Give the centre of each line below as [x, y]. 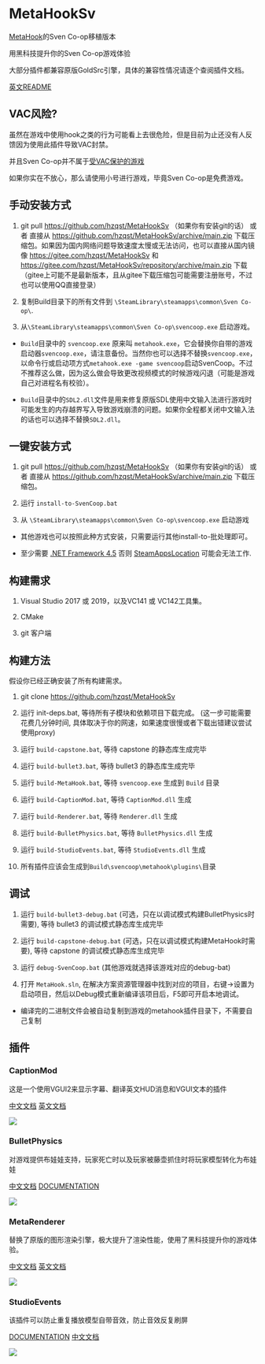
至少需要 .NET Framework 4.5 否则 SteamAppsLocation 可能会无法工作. [136, 553]
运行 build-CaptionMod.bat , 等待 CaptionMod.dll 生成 [106, 799]
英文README [30, 87]
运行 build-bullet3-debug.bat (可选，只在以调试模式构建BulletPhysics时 [137, 914]
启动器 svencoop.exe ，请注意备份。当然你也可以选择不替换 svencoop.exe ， [138, 353]
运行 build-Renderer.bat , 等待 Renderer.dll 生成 [99, 816]
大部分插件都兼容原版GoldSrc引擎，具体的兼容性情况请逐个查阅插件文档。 [129, 70]
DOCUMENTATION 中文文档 [54, 1337]
